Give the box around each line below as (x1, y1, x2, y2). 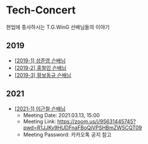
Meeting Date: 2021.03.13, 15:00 (23, 111, 100, 118)
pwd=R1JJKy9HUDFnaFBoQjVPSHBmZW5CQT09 (23, 124, 142, 131)
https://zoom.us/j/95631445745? (57, 118, 136, 125)
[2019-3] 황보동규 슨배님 (14, 71, 72, 79)
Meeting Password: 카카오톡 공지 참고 (23, 131, 112, 138)
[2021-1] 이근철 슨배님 (14, 105, 66, 112)
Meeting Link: (23, 118, 57, 125)
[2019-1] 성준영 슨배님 (14, 57, 66, 64)
